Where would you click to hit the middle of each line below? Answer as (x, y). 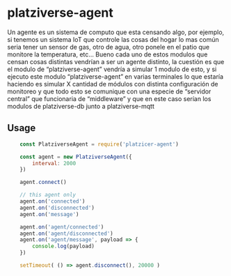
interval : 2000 (54, 163)
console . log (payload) (64, 246)
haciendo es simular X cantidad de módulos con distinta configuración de (113, 84)
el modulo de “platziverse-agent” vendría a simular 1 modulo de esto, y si (112, 69)
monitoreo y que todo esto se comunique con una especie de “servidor (109, 91)
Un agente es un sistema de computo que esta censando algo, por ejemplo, (116, 32)
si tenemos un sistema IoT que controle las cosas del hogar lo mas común (113, 39)
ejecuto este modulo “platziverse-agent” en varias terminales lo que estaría (115, 76)
